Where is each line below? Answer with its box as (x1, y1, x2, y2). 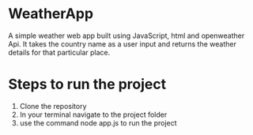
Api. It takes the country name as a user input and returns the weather (8, 39, 237, 48)
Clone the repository (19, 101, 87, 111)
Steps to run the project (8, 76, 167, 93)
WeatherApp (8, 5, 93, 23)
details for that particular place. (8, 47, 111, 57)
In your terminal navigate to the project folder (19, 110, 168, 119)
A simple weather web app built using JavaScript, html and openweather (8, 31, 245, 40)
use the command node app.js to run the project (19, 118, 177, 127)
